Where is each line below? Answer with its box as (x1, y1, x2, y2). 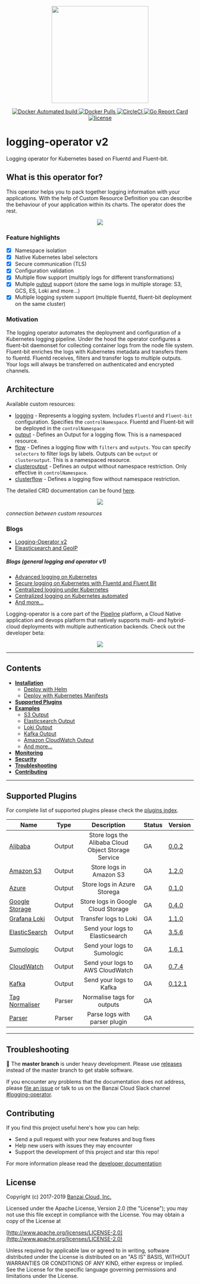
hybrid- (167, 616, 186, 624)
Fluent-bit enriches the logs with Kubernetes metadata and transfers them (6, 348, 188, 355)
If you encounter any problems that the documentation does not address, (6, 1078, 186, 1086)
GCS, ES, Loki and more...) (14, 287, 80, 295)
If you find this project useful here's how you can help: (6, 1124, 140, 1132)
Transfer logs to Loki (80, 915, 137, 923)
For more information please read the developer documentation (6, 1160, 162, 1167)
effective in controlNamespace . (14, 469, 88, 476)
